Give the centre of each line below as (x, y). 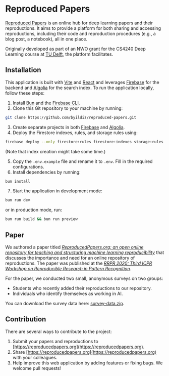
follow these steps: (25, 93)
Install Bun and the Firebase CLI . (46, 103)
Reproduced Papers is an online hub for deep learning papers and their (79, 23)
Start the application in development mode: (57, 191)
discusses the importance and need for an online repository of (70, 258)
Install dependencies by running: (46, 172)
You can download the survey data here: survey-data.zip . (65, 303)
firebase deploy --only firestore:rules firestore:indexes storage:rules (84, 142)
